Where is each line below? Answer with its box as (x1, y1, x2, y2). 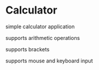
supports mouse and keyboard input (5, 57, 93, 64)
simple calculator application (5, 23, 75, 30)
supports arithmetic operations (5, 34, 80, 41)
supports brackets (5, 45, 50, 53)
